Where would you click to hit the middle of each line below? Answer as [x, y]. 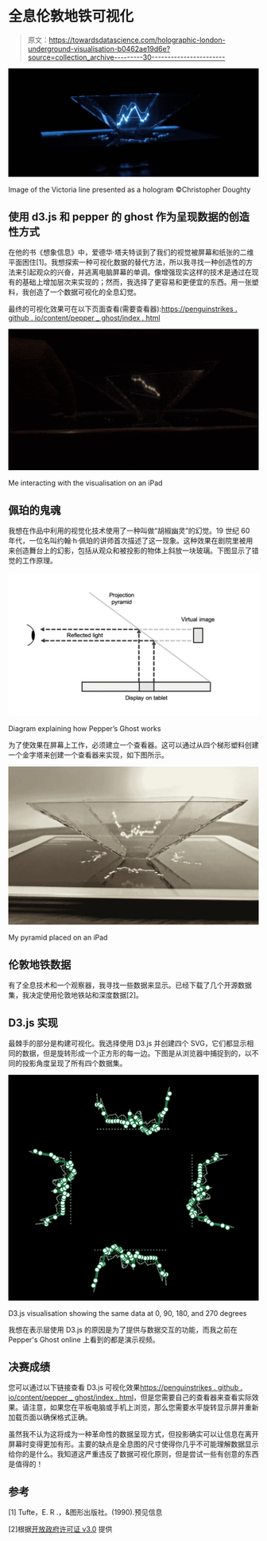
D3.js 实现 [33, 1023]
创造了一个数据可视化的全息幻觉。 [85, 292]
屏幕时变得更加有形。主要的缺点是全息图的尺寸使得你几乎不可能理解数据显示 [133, 1444]
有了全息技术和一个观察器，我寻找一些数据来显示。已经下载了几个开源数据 [130, 985]
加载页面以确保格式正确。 [50, 1418]
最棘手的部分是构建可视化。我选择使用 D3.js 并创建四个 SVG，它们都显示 [128, 1043]
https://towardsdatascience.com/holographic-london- [137, 40]
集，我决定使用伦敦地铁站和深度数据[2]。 [75, 995]
